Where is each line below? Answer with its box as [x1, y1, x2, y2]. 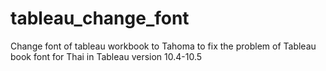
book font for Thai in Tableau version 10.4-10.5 [10, 50, 203, 62]
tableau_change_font [10, 7, 190, 30]
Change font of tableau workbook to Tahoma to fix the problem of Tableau [10, 40, 317, 52]
